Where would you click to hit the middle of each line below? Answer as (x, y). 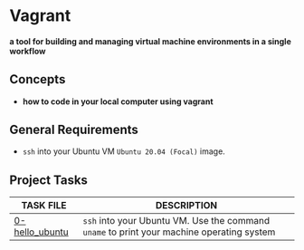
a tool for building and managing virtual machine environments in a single (151, 41)
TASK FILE (44, 206)
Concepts (38, 79)
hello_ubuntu (42, 232)
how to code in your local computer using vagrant (118, 101)
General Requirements (74, 129)
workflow (28, 51)
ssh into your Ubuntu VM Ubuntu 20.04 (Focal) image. (124, 151)
